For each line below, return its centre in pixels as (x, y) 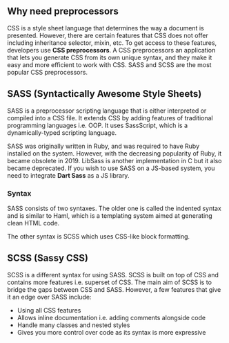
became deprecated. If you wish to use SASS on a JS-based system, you (111, 168)
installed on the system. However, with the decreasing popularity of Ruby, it (114, 153)
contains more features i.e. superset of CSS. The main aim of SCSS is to (110, 282)
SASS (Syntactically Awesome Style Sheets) (104, 94)
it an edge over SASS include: (49, 297)
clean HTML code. (33, 223)
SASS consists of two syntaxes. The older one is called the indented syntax (114, 208)
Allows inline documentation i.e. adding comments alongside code (111, 317)
